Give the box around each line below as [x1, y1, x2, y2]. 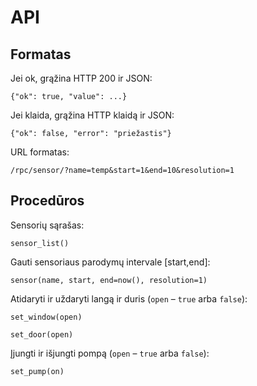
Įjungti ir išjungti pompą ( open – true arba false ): [10, 347, 210, 359]
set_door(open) [10, 329, 74, 340]
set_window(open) [10, 312, 83, 322]
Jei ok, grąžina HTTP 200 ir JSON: [10, 72, 153, 84]
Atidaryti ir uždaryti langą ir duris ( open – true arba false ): [10, 292, 248, 305]
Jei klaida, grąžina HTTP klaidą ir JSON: [10, 109, 175, 121]
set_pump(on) [10, 366, 65, 376]
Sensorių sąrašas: [10, 219, 85, 231]
